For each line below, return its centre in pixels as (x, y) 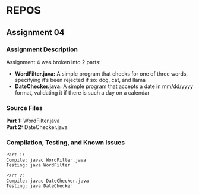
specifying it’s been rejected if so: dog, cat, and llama (80, 80)
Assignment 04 (35, 32)
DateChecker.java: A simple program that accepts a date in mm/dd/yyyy (104, 86)
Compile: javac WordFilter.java (46, 160)
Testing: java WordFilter (38, 165)
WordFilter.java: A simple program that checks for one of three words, (101, 73)
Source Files (24, 108)
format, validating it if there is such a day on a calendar (82, 92)
